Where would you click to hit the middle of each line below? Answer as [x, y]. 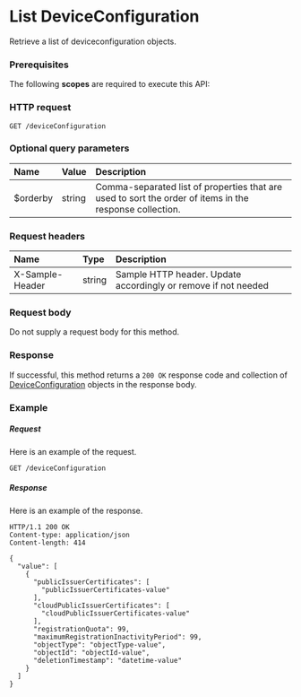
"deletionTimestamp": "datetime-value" [107, 660]
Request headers [47, 236]
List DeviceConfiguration [104, 17]
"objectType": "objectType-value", [99, 645]
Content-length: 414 [48, 543]
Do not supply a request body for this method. [95, 332]
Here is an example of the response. [76, 510]
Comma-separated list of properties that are [189, 187]
